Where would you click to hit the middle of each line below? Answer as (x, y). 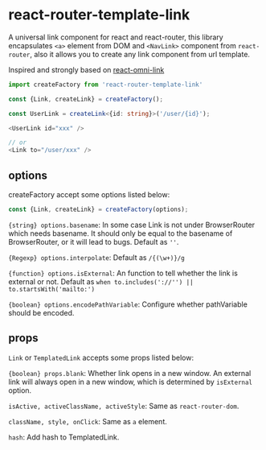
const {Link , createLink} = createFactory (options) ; (98, 209)
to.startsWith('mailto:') (51, 289)
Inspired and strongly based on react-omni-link (86, 69)
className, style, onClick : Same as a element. (88, 421)
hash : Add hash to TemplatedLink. (64, 437)
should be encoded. (41, 312)
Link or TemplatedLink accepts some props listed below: (101, 357)
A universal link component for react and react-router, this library (116, 37)
